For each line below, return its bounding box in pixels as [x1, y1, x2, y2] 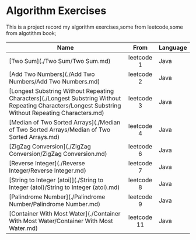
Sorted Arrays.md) [9, 133, 60, 141]
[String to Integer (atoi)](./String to [9, 176, 104, 184]
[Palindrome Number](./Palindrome [9, 193, 106, 201]
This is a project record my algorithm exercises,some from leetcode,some [6, 23, 183, 30]
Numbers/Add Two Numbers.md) [9, 77, 100, 85]
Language [158, 43, 187, 51]
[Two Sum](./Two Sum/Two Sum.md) [9, 57, 111, 65]
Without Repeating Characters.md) [9, 109, 104, 117]
